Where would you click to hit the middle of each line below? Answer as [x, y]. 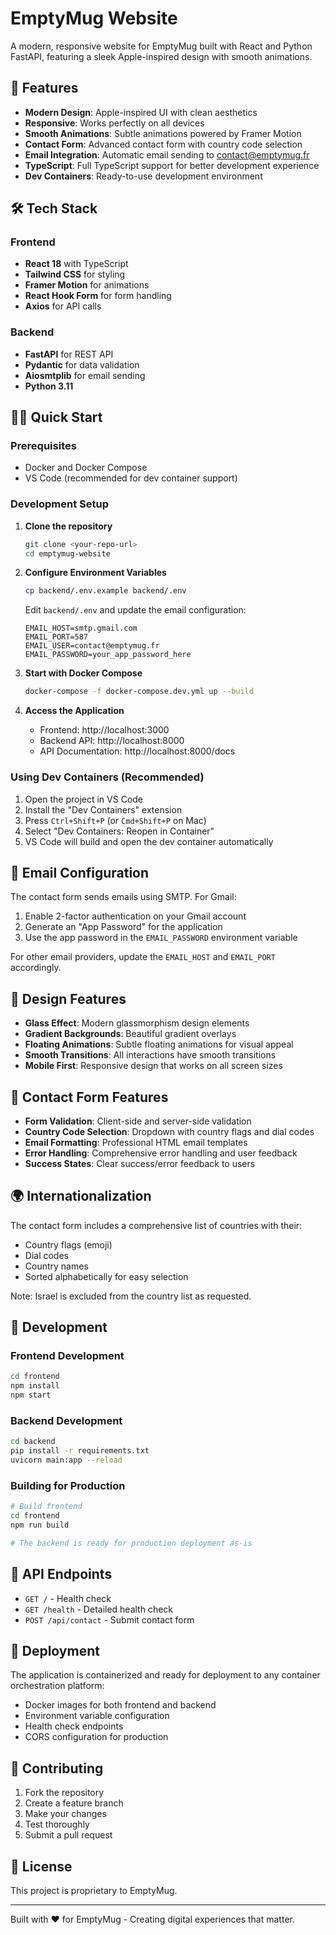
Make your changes [65, 1814]
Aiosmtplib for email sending [85, 375]
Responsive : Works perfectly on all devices [114, 123]
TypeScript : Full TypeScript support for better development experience [172, 165]
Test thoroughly [57, 1824]
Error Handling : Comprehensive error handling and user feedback [161, 1153]
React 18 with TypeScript [76, 264]
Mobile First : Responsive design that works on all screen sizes [153, 1066]
